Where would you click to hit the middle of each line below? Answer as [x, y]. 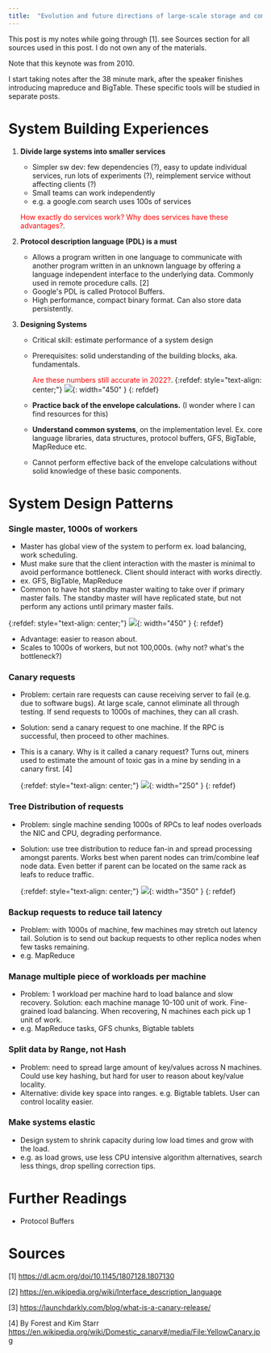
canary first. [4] [46, 769]
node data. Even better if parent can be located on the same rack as [133, 866]
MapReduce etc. [59, 447]
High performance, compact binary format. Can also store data [137, 299]
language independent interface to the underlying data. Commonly [143, 274]
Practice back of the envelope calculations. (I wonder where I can [144, 405]
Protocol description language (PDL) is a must [98, 241]
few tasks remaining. [55, 947]
